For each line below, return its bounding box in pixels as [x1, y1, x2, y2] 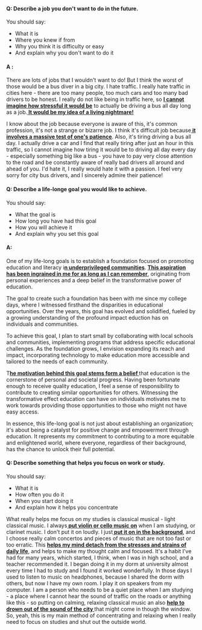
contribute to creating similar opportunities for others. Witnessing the [6, 389, 178, 396]
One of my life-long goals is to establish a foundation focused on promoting [6, 257, 194, 264]
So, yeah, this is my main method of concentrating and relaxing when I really [6, 612, 197, 619]
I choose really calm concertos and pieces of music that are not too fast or [6, 535, 192, 542]
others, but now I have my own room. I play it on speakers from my [6, 580, 172, 587]
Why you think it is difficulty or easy [14, 43, 104, 50]
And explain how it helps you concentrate [14, 504, 119, 511]
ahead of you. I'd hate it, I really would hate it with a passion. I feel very [6, 165, 183, 172]
